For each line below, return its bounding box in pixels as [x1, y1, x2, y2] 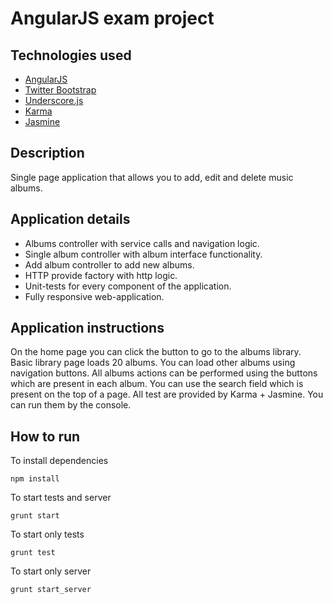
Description [10, 145, 85, 162]
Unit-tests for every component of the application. [24, 280, 232, 292]
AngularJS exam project [10, 7, 215, 30]
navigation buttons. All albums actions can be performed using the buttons [10, 367, 318, 379]
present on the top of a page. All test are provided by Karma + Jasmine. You [10, 388, 324, 401]
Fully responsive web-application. [24, 290, 165, 302]
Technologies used [10, 47, 132, 64]
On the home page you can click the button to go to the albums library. [10, 346, 302, 358]
